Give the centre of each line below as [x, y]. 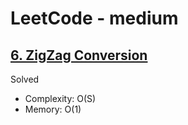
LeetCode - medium [94, 18]
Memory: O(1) [53, 109]
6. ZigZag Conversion [79, 55]
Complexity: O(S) [60, 98]
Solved [25, 79]
